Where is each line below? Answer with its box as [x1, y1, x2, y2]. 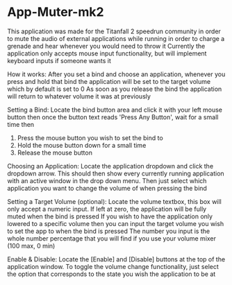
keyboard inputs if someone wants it [7, 56, 111, 64]
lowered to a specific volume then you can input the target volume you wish [7, 219, 224, 227]
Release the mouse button [17, 148, 92, 157]
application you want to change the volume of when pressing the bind [7, 184, 207, 192]
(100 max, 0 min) [7, 241, 56, 250]
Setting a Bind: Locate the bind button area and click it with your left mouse [7, 105, 223, 114]
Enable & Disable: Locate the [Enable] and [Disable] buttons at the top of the [7, 254, 226, 264]
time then [7, 120, 35, 128]
